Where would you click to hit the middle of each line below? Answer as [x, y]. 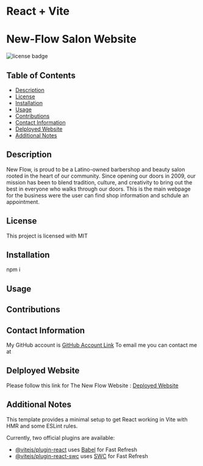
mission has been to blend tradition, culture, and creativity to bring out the [99, 182]
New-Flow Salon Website [72, 39]
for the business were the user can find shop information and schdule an [98, 195]
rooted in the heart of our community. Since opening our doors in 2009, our [101, 176]
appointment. [23, 202]
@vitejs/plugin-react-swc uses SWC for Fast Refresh [81, 456]
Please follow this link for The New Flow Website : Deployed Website [92, 385]
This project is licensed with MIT [47, 236]
